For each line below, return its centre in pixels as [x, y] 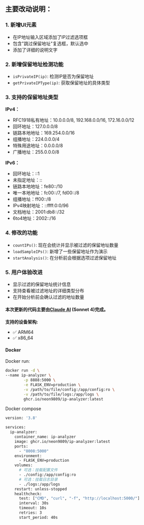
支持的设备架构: [22, 322]
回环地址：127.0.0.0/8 [35, 127]
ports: [21, 446]
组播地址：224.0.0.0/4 [36, 139]
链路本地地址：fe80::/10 [37, 186]
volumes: [24, 465]
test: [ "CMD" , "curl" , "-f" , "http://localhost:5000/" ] [79, 498]
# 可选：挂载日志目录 [38, 479]
